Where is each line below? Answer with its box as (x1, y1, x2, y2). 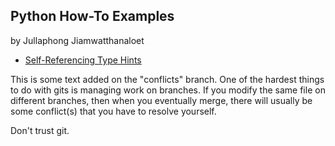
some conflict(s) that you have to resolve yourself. (10, 105, 217, 117)
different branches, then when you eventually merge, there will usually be (10, 94, 313, 106)
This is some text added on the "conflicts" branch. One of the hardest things (10, 73, 325, 85)
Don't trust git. (10, 124, 70, 136)
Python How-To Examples (10, 8, 175, 25)
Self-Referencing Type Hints (24, 54, 142, 66)
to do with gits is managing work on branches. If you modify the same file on (10, 84, 326, 96)
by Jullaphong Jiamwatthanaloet (10, 34, 145, 46)
